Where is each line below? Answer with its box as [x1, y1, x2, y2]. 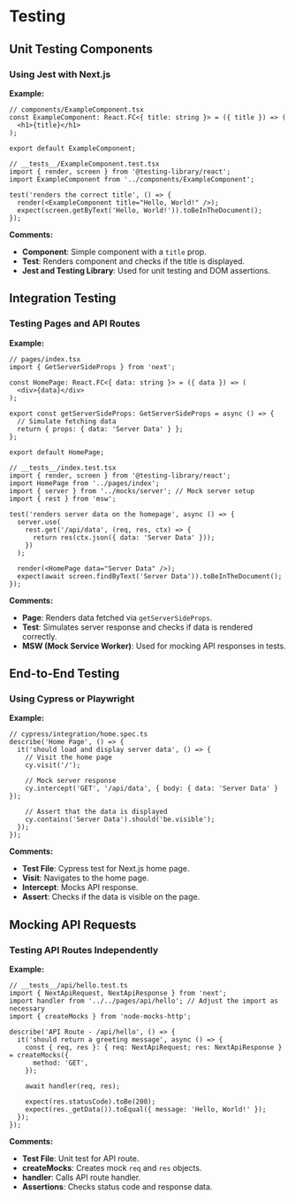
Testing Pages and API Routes [9, 317, 141, 329]
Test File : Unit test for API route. [21, 1153, 140, 1164]
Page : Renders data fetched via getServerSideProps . [21, 612, 213, 623]
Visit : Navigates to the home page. [21, 872, 149, 883]
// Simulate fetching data [17, 416, 117, 426]
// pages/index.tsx [9, 354, 81, 364]
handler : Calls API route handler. [21, 1172, 141, 1182]
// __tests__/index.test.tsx [9, 463, 117, 472]
